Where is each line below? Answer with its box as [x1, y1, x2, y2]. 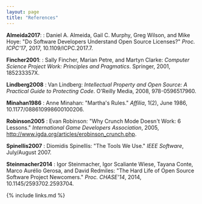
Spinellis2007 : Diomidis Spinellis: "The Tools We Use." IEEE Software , [6, 142, 184, 149]
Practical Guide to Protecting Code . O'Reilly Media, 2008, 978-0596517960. [6, 87, 197, 94]
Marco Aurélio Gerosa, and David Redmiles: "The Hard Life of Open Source [6, 167, 195, 174]
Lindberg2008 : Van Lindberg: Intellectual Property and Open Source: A [6, 80, 187, 88]
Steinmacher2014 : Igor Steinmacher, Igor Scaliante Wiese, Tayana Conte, [6, 160, 193, 167]
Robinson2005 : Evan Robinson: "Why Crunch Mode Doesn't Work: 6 [6, 117, 181, 125]
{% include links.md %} [6, 191, 66, 199]
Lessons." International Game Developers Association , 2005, [6, 124, 159, 131]
